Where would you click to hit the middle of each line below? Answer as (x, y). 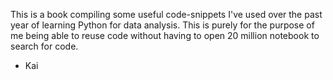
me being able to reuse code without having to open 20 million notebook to (165, 35)
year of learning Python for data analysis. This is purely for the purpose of (162, 25)
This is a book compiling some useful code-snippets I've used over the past (166, 14)
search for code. (44, 46)
